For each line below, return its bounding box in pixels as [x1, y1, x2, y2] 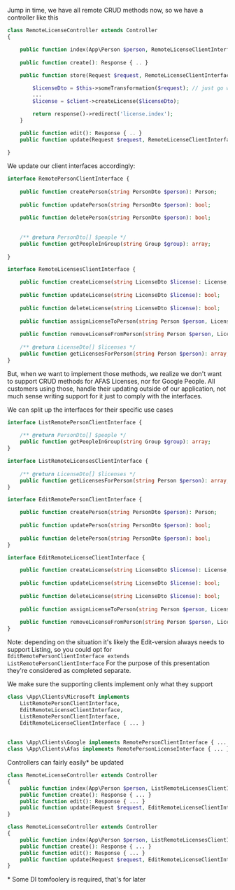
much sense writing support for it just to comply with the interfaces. [7, 391, 203, 400]
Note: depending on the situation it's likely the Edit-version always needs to [7, 638, 225, 646]
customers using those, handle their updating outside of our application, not [7, 384, 226, 393]
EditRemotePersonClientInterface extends [7, 653, 130, 660]
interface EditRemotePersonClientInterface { [7, 496, 142, 503]
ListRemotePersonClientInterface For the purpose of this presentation [7, 659, 210, 667]
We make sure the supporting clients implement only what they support [7, 680, 213, 688]
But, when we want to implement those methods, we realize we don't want [7, 369, 222, 377]
